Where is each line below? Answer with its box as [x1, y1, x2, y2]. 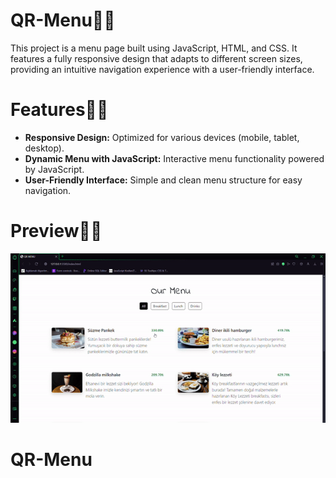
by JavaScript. [24, 163, 85, 175]
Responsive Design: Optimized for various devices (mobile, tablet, [24, 131, 300, 143]
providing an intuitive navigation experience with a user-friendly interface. [10, 63, 315, 75]
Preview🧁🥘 [10, 220, 103, 243]
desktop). [24, 142, 65, 154]
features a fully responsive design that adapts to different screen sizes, [10, 52, 303, 64]
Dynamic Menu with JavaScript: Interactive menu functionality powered [24, 152, 325, 164]
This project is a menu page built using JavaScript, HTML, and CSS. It [10, 42, 298, 54]
